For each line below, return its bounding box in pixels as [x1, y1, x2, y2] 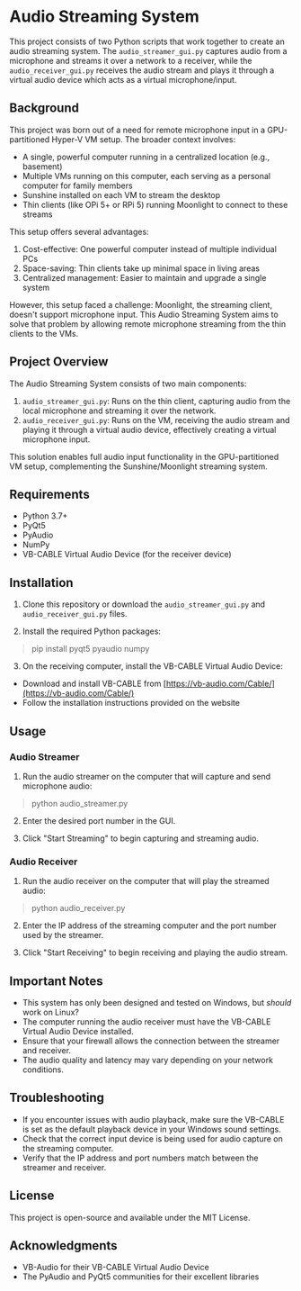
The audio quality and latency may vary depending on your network [22, 1054, 274, 1065]
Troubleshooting [9, 1090, 105, 1106]
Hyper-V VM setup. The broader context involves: [51, 133, 236, 145]
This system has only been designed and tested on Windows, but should [22, 997, 292, 1007]
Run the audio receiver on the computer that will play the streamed [22, 876, 270, 887]
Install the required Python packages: [22, 626, 162, 636]
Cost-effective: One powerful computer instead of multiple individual [22, 243, 277, 254]
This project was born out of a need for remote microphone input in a [9, 124, 265, 135]
